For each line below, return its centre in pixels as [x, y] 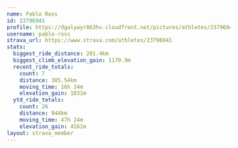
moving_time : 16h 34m [51, 87]
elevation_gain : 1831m [53, 93]
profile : [20, 27]
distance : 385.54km [48, 80]
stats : [16, 47]
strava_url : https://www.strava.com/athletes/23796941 [90, 41]
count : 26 [34, 107]
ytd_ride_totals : [39, 100]
